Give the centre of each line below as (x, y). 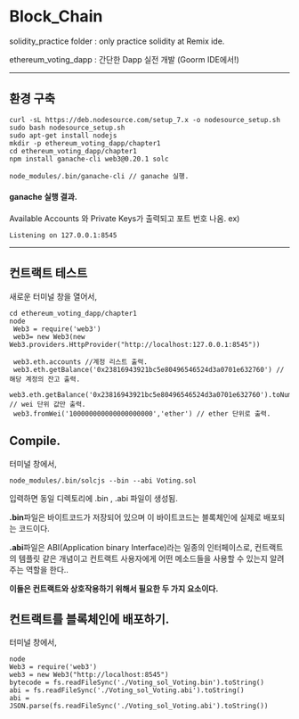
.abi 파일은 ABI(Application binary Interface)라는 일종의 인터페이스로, (131, 547)
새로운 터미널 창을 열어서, (53, 296)
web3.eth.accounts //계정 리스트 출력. (81, 362)
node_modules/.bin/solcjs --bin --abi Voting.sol (103, 480)
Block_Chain (56, 17)
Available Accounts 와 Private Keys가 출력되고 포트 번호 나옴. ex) (125, 218)
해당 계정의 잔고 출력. (45, 379)
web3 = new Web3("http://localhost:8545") (89, 675)
